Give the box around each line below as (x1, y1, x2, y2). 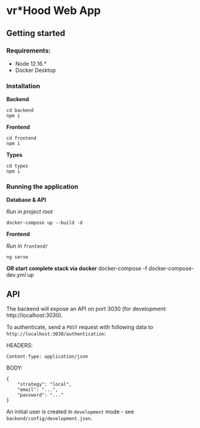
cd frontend (6, 135, 36, 141)
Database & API (6, 196, 47, 204)
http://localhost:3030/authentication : (6, 330, 106, 337)
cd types (6, 163, 29, 169)
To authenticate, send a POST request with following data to (6, 324, 154, 331)
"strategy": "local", (17, 382, 72, 388)
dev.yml (6, 271, 26, 279)
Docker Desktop (15, 66, 56, 74)
